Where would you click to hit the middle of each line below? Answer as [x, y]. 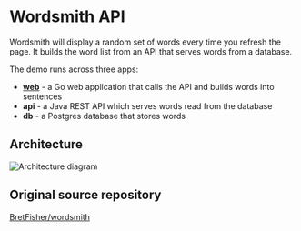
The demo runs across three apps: [74, 69]
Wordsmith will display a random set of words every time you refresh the [145, 42]
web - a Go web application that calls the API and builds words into [148, 86]
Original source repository [85, 195]
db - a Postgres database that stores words [104, 115]
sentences [42, 96]
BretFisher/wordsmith [50, 216]
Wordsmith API [67, 17]
